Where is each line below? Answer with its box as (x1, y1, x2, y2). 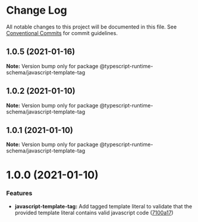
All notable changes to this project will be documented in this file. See (6, 23, 177, 30)
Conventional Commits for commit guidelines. (6, 29, 118, 36)
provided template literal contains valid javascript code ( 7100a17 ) (14, 209, 174, 216)
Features (6, 189, 33, 198)
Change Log (6, 4, 67, 17)
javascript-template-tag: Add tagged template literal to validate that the (14, 202, 192, 210)
